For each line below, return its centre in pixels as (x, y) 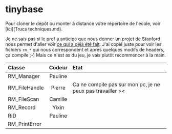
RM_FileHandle (26, 88)
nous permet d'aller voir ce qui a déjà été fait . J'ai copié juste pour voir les (83, 44)
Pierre (58, 88)
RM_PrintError (25, 124)
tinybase (24, 9)
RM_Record (22, 107)
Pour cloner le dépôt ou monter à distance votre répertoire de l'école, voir (83, 23)
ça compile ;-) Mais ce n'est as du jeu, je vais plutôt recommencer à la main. (86, 55)
